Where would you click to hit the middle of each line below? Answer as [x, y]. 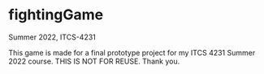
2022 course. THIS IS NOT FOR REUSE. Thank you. [94, 61]
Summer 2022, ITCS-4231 [52, 37]
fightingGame [56, 15]
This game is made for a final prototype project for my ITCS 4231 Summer [132, 52]
